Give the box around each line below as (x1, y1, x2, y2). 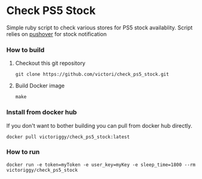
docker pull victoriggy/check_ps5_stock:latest (6, 134, 130, 140)
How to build (6, 45, 45, 54)
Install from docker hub (6, 108, 77, 117)
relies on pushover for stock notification (6, 30, 107, 37)
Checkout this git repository (15, 59, 86, 67)
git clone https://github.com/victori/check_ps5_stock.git (15, 71, 170, 78)
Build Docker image (15, 82, 65, 89)
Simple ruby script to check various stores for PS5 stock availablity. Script (6, 24, 193, 31)
